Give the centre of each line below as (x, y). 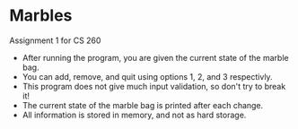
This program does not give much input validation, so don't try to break (154, 86)
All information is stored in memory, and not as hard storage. (134, 115)
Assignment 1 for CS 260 (55, 40)
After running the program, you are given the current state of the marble (155, 57)
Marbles (41, 16)
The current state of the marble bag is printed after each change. (143, 105)
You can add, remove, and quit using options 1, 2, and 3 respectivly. (147, 76)
